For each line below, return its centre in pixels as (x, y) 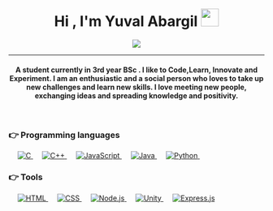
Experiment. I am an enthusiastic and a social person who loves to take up (136, 78)
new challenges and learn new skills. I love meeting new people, (136, 87)
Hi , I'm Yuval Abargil (126, 22)
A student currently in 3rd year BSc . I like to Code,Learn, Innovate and (136, 70)
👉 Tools (26, 177)
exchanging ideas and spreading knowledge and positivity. (136, 95)
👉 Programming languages (64, 136)
